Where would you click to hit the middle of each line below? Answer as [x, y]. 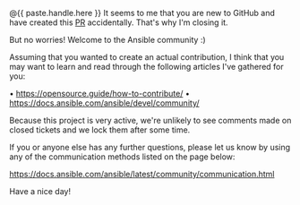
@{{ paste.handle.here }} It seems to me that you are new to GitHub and [142, 13]
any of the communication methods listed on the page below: [122, 157]
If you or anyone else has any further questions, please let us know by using [150, 147]
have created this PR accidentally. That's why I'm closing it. [119, 22]
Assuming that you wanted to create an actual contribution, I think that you [147, 57]
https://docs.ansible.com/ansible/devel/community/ [104, 103]
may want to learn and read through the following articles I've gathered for [146, 67]
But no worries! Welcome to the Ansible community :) [107, 40]
